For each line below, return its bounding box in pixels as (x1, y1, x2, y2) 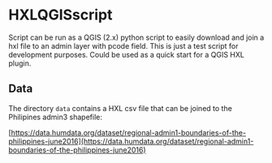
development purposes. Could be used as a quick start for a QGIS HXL (8, 49, 245, 59)
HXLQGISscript (8, 6, 113, 24)
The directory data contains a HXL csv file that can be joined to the (8, 103, 233, 113)
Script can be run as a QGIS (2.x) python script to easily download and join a (8, 32, 265, 42)
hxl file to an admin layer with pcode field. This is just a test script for (8, 41, 239, 50)
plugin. (8, 58, 32, 68)
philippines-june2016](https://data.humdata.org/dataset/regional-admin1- (8, 136, 254, 146)
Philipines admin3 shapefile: (8, 112, 103, 122)
